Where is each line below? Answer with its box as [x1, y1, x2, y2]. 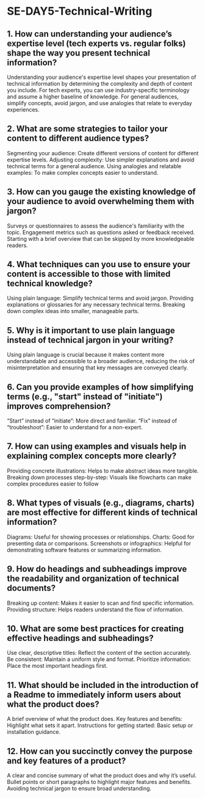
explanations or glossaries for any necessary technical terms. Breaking [7, 301, 185, 308]
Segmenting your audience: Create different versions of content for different [7, 149, 199, 157]
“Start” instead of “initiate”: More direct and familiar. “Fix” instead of [7, 417, 178, 424]
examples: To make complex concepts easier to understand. [7, 169, 159, 176]
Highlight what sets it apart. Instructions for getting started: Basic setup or [7, 722, 193, 729]
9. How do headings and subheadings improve [7, 564, 187, 574]
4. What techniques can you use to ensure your [7, 259, 191, 270]
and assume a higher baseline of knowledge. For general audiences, [7, 93, 179, 100]
